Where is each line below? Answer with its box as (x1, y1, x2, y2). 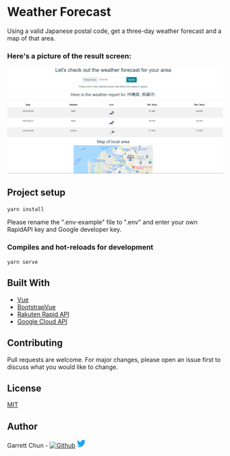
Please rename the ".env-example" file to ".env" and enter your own (7, 217, 199, 226)
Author (7, 420, 38, 432)
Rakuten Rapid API (16, 310, 70, 318)
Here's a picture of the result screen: (7, 51, 132, 60)
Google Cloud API (16, 317, 68, 326)
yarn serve (7, 259, 38, 265)
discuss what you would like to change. (7, 363, 118, 371)
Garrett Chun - (7, 442, 49, 450)
